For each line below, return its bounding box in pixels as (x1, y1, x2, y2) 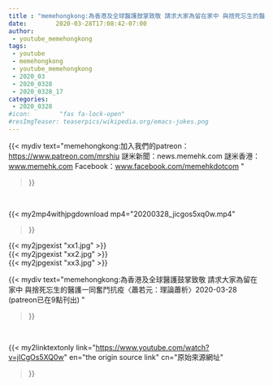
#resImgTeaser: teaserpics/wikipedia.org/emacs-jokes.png (8, 118, 209, 126)
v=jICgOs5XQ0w (8, 352, 65, 362)
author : (8, 27, 35, 35)
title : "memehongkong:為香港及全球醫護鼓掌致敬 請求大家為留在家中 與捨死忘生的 (8, 11, 259, 20)
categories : (8, 95, 49, 103)
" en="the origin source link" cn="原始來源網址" (63, 352, 223, 362)
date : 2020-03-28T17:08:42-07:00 (8, 20, 148, 28)
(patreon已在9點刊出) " (8, 294, 85, 305)
